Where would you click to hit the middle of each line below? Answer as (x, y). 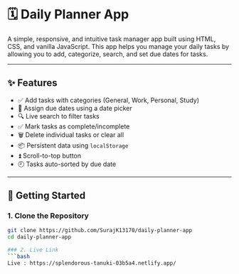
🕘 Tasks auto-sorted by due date (67, 164)
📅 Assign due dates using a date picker (75, 108)
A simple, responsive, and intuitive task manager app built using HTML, (112, 39)
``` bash (19, 257)
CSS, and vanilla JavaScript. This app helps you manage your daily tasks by (118, 46)
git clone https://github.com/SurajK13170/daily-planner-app (100, 231)
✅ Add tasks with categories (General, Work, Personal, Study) (108, 100)
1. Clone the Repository (48, 216)
